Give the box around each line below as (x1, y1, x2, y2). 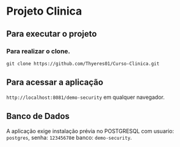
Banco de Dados (6, 111, 70, 121)
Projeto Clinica (6, 4, 82, 18)
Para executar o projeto (6, 29, 97, 39)
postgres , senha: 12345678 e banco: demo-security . (6, 134, 132, 141)
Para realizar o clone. (6, 47, 71, 56)
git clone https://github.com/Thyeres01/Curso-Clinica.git (6, 60, 160, 66)
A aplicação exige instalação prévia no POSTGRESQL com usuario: (6, 127, 175, 135)
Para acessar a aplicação (6, 77, 104, 88)
